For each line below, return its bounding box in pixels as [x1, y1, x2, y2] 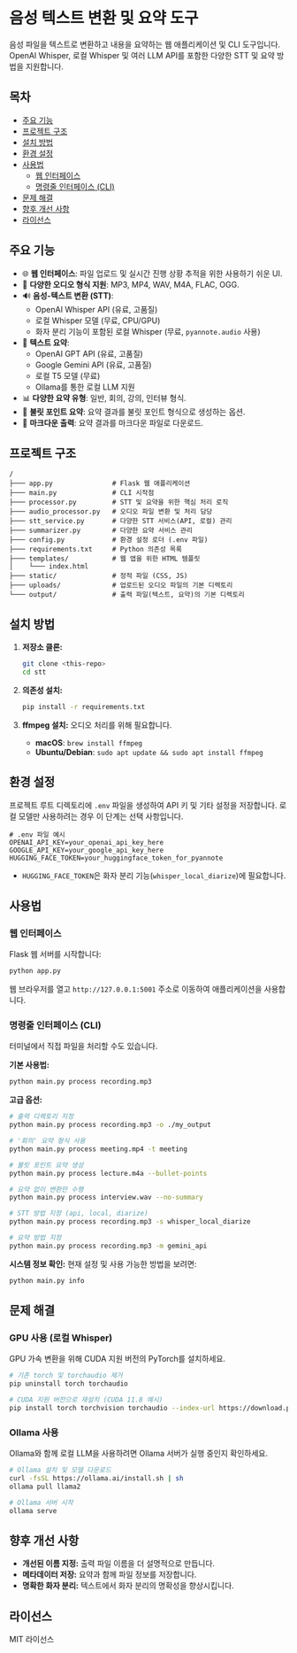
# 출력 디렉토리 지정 [9, 1112, 74, 1121]
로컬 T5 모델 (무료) [34, 370, 101, 381]
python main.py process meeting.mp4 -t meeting [9, 1144, 188, 1154]
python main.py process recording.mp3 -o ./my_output [9, 1121, 212, 1130]
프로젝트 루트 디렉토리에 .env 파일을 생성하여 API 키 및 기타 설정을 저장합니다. [9, 799, 278, 810]
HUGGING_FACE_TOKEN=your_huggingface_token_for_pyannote [9, 854, 224, 862]
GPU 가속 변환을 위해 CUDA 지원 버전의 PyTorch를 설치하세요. [9, 1354, 226, 1364]
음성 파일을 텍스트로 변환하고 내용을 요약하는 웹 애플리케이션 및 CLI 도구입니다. [9, 39, 281, 50]
